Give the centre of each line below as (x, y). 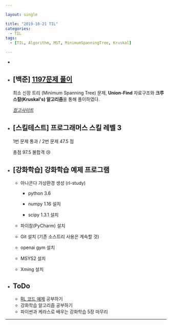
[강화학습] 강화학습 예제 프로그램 (61, 170)
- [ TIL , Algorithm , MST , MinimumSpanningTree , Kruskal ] (71, 43)
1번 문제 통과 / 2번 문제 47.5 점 (43, 141)
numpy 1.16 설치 (44, 204)
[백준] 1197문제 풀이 (42, 79)
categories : (18, 29)
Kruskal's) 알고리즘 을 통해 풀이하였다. (61, 99)
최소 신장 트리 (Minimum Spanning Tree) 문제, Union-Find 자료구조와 (83, 92)
